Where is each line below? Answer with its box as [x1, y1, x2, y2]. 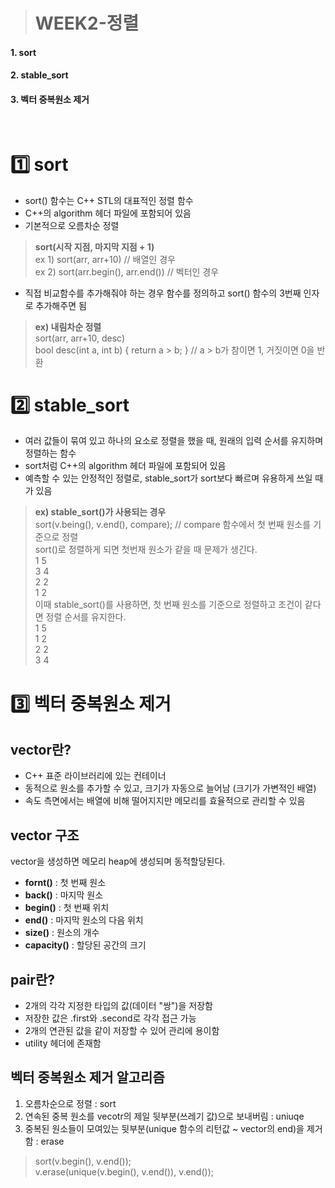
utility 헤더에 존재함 [24, 1037, 102, 1049]
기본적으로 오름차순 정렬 [24, 219, 120, 231]
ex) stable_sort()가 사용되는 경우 [34, 506, 167, 518]
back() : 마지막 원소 [24, 889, 104, 901]
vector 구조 [10, 827, 80, 844]
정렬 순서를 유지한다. [45, 611, 127, 623]
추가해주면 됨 [35, 299, 87, 311]
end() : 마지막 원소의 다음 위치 [24, 914, 144, 926]
